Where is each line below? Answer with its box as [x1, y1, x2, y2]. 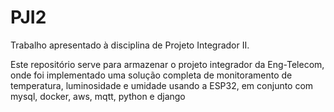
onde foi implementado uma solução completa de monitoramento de [10, 69, 293, 81]
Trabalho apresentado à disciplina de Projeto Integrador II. [10, 39, 250, 51]
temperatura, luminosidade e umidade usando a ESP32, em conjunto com [10, 79, 314, 91]
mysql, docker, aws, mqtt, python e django [10, 90, 186, 102]
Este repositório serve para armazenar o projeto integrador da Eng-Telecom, [10, 58, 325, 70]
